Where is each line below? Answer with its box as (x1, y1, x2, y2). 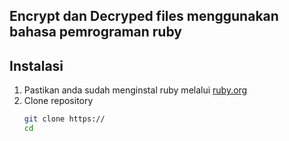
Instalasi (9, 57, 64, 74)
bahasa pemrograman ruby (9, 24, 182, 41)
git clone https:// (23, 114, 106, 124)
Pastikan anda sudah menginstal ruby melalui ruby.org (23, 84, 248, 96)
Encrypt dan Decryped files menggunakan (9, 8, 279, 25)
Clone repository (23, 95, 94, 107)
